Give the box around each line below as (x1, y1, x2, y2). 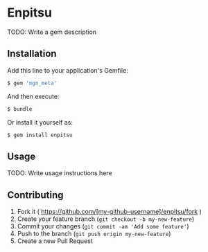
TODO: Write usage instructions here (7, 169, 112, 177)
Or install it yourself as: (7, 118, 73, 126)
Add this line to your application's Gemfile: (7, 66, 128, 74)
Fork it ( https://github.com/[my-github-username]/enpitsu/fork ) (17, 208, 202, 215)
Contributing (7, 189, 64, 201)
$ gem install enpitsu (7, 132, 73, 138)
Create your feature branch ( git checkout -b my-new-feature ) (17, 215, 195, 223)
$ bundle (7, 105, 33, 112)
